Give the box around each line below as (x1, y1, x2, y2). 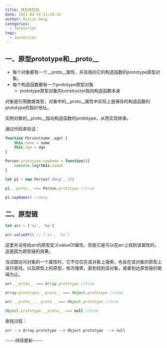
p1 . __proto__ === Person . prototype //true (5, 185, 94, 191)
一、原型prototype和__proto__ (5, 55, 99, 63)
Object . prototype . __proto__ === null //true (5, 308, 99, 313)
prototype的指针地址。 (5, 104, 52, 110)
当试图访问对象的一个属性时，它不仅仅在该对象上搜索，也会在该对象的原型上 (5, 259, 162, 265)
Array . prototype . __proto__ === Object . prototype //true (5, 290, 123, 295)
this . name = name (14, 140, 50, 145)
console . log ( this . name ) (14, 163, 64, 169)
